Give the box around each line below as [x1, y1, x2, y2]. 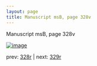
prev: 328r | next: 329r [6, 53, 62, 60]
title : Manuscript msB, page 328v [6, 14, 92, 20]
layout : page [6, 8, 38, 15]
